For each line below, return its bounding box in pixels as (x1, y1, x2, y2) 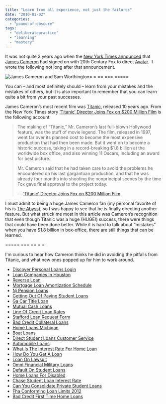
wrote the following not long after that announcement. (5, 64, 116, 70)
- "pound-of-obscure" (9, 21, 55, 26)
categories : (5, 16, 30, 21)
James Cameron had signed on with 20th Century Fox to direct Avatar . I (5, 58, 153, 65)
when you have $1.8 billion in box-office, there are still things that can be (5, 227, 154, 233)
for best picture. (17, 155, 51, 161)
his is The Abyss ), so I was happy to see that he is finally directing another (5, 205, 158, 212)
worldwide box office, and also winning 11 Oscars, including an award (17, 150, 160, 156)
